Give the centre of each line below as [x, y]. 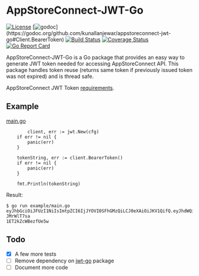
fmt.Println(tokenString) [49, 184]
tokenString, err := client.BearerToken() [70, 158]
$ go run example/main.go [38, 206]
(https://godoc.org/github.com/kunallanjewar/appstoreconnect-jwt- [89, 33]
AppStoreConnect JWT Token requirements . [60, 87]
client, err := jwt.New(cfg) [63, 131]
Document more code [41, 267]
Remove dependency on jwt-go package [64, 261]
